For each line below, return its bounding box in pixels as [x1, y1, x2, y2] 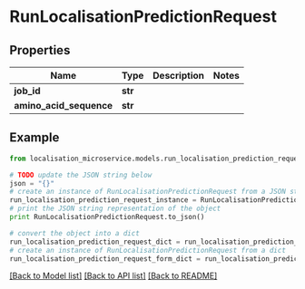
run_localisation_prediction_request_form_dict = [9, 254, 202, 264]
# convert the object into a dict [9, 228, 141, 237]
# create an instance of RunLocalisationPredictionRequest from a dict [9, 246, 286, 255]
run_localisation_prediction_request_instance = [9, 196, 197, 205]
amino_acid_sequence [14, 100, 113, 111]
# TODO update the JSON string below [9, 170, 152, 179]
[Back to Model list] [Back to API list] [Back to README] [9, 270, 218, 282]
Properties [9, 43, 71, 58]
